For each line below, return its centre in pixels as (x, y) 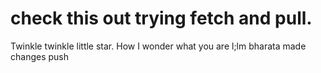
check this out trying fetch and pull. (161, 18)
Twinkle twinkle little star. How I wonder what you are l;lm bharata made (158, 46)
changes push (40, 56)
